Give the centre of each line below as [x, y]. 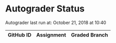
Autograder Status [45, 9]
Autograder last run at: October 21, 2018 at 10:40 [56, 22]
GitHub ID [20, 34]
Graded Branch [90, 34]
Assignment [51, 34]
